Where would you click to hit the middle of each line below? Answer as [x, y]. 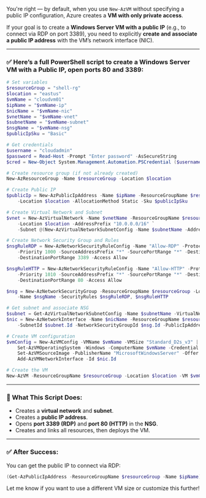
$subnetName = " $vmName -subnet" [48, 122]
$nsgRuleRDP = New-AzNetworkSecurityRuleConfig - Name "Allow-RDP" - [96, 246]
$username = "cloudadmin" [39, 150]
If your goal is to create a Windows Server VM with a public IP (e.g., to [96, 27]
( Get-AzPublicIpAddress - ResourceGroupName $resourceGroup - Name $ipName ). [105, 477]
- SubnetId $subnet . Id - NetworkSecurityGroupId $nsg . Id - [92, 325]
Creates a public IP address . [51, 418]
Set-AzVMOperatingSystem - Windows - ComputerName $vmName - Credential [108, 348]
